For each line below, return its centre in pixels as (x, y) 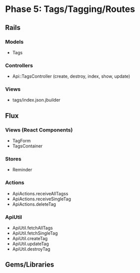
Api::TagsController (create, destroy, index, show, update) (71, 76)
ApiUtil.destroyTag (31, 249)
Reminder (22, 170)
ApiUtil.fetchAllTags (33, 228)
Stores (13, 159)
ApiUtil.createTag (30, 239)
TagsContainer (28, 146)
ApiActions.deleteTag (34, 204)
